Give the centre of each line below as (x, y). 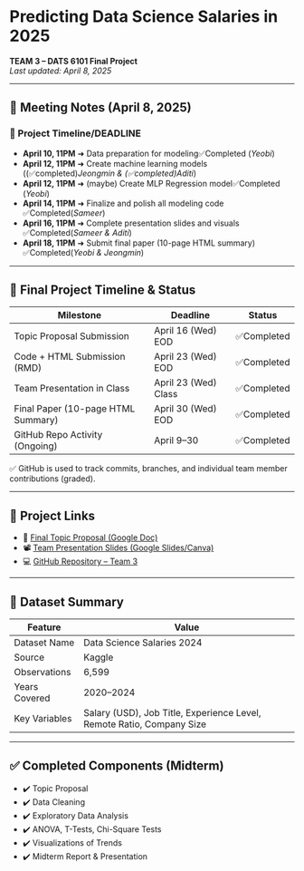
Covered (32, 698)
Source (29, 657)
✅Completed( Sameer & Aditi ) (77, 232)
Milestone (80, 315)
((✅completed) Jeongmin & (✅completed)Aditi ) (109, 173)
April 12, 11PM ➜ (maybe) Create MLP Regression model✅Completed (151, 183)
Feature (44, 627)
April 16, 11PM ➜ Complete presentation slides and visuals (131, 223)
